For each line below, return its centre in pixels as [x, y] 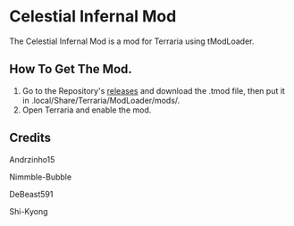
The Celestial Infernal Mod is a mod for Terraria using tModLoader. [132, 41]
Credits [30, 138]
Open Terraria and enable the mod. [87, 110]
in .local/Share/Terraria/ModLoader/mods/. [101, 100]
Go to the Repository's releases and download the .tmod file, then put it [154, 90]
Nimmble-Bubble [41, 177]
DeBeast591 [31, 194]
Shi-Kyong [29, 211]
